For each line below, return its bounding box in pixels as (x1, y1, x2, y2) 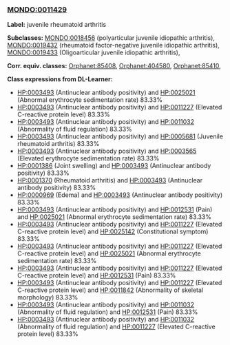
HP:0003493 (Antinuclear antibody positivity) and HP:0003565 (17, 147, 197, 156)
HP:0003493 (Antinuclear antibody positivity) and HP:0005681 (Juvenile (17, 132, 224, 140)
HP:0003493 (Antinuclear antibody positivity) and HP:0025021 (17, 88, 196, 97)
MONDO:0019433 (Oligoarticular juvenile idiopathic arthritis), (7, 48, 180, 56)
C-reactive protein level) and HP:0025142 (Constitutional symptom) (17, 227, 209, 236)
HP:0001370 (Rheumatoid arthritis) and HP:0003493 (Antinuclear (17, 176, 203, 185)
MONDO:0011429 (7, 5, 67, 14)
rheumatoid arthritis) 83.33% (17, 140, 100, 148)
